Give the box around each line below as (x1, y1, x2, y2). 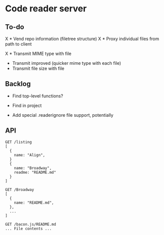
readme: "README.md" (14, 170, 56, 175)
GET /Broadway (5, 187, 35, 192)
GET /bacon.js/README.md (5, 222, 56, 227)
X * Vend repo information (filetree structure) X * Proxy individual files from (5, 36, 160, 42)
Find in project (12, 102, 42, 108)
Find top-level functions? (12, 93, 63, 99)
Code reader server (5, 3, 87, 14)
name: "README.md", (14, 200, 54, 205)
